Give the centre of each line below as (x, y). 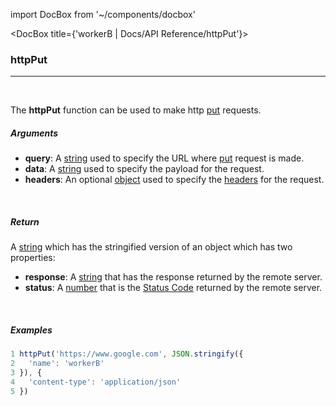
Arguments (34, 133)
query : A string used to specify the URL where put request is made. (164, 158)
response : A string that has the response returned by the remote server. (173, 277)
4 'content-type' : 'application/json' (96, 382)
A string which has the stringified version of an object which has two (151, 247)
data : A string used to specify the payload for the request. (144, 169)
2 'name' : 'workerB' (57, 364)
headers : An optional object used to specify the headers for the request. (174, 180)
